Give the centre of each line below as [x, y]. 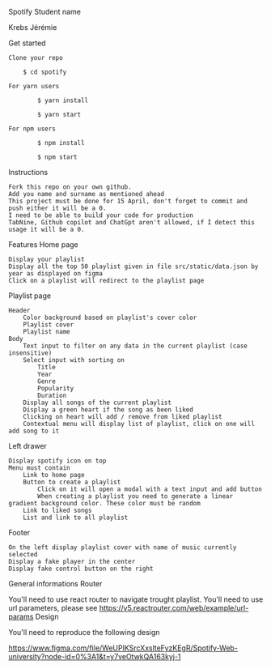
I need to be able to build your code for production [101, 215]
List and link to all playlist [76, 518]
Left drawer [28, 446]
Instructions [28, 172]
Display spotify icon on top [57, 461]
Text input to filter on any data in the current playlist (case [135, 346]
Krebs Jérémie [33, 27]
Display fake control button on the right [81, 569]
